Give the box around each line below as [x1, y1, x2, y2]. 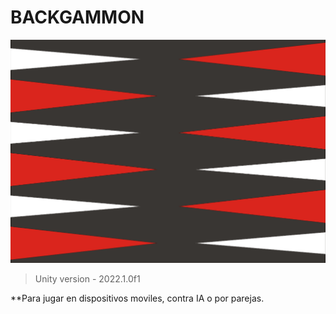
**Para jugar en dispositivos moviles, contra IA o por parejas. [10, 292, 265, 304]
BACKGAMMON [10, 6, 145, 29]
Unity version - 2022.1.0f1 [34, 272, 141, 285]
